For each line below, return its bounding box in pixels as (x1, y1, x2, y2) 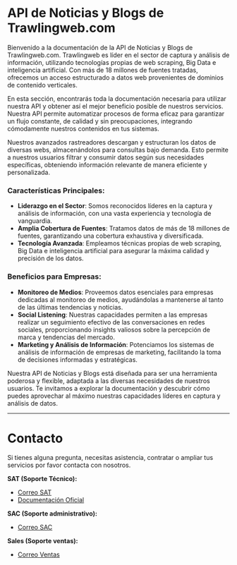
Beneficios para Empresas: (7, 272, 102, 281)
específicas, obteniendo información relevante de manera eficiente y (7, 160, 207, 169)
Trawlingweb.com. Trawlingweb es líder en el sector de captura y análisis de (7, 51, 230, 59)
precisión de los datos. (17, 254, 84, 262)
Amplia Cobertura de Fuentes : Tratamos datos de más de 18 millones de (17, 224, 230, 233)
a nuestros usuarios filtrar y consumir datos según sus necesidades (7, 153, 205, 162)
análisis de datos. (7, 399, 59, 407)
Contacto (7, 430, 63, 446)
